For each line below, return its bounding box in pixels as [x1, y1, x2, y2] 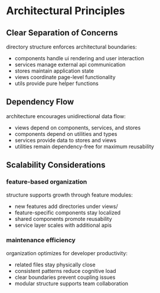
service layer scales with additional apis [14, 222, 112, 229]
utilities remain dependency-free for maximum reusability [14, 143, 155, 150]
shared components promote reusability [14, 215, 112, 222]
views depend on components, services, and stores [14, 124, 141, 131]
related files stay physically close [14, 261, 96, 268]
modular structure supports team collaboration [14, 279, 129, 287]
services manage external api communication [14, 61, 126, 68]
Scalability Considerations [6, 160, 106, 170]
